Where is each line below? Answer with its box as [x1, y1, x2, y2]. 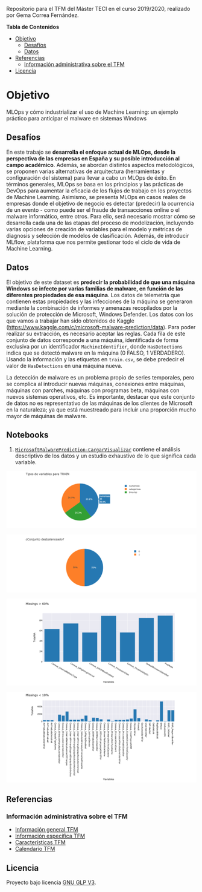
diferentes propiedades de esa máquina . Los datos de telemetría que [6, 291, 180, 298]
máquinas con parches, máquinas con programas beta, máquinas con [6, 387, 180, 394]
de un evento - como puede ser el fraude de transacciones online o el [6, 206, 180, 214]
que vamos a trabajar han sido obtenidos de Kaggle [6, 317, 134, 324]
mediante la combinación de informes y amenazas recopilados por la [6, 304, 178, 311]
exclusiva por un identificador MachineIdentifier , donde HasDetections [6, 343, 183, 350]
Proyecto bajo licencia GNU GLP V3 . [6, 879, 96, 886]
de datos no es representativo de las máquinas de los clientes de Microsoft [6, 399, 193, 407]
